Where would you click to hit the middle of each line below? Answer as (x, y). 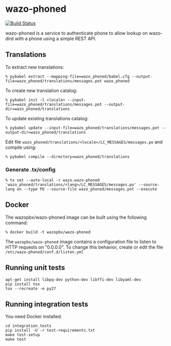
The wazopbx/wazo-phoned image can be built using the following (76, 217)
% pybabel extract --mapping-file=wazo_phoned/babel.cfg (68, 76)
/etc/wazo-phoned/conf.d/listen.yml (44, 252)
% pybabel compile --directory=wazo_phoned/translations (68, 157)
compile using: (21, 147)
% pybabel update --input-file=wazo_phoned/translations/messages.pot (82, 128)
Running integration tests (47, 304)
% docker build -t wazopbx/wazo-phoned (48, 232)
